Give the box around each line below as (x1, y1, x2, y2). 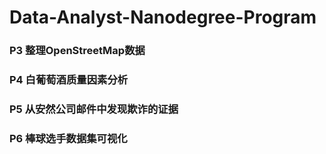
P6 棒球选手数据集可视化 (9, 131, 128, 145)
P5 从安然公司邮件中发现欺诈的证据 (9, 102, 179, 116)
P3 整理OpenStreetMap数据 (9, 44, 146, 58)
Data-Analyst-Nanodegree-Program (9, 6, 317, 29)
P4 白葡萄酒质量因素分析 (9, 73, 129, 87)
